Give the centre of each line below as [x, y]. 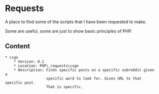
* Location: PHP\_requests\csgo [46, 66]
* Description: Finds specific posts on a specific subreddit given [84, 70]
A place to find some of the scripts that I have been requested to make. [76, 22]
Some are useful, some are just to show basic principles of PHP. [69, 31]
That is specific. [65, 87]
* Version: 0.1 [29, 61]
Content [18, 46]
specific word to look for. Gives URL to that [94, 78]
